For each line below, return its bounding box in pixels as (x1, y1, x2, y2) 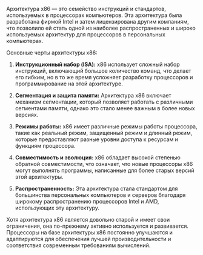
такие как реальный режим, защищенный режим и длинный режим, (15, 130, 193, 136)
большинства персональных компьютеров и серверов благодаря (15, 191, 186, 199)
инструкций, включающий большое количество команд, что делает (15, 67, 191, 75)
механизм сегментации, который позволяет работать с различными (15, 98, 193, 105)
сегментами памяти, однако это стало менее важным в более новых (15, 105, 195, 111)
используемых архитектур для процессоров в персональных (6, 31, 165, 38)
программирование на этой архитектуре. (15, 80, 123, 87)
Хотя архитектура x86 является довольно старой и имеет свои (6, 216, 170, 223)
